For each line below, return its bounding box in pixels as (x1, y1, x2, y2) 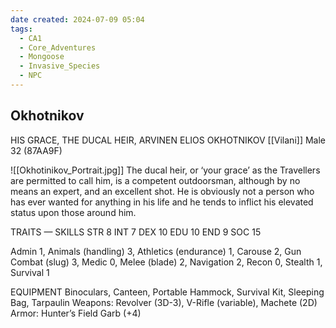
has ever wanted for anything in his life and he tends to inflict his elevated (10, 196, 314, 208)
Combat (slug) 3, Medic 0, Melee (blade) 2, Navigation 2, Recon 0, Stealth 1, (10, 256, 323, 268)
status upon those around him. (10, 206, 137, 218)
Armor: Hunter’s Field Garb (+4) (10, 307, 142, 319)
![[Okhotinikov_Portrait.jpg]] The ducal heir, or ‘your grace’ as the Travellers (10, 164, 321, 176)
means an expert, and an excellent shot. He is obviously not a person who (10, 185, 315, 197)
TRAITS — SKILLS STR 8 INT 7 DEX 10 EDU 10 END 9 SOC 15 (10, 226, 262, 238)
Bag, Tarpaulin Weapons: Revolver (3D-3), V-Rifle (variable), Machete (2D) (10, 296, 318, 308)
